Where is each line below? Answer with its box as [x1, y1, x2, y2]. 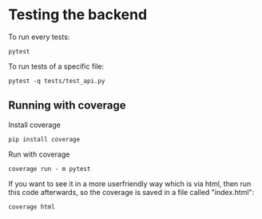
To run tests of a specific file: [8, 62, 105, 71]
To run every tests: [8, 32, 70, 42]
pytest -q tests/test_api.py [8, 77, 105, 85]
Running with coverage [8, 98, 126, 113]
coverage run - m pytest [8, 165, 91, 173]
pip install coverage [8, 135, 81, 143]
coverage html [8, 202, 56, 211]
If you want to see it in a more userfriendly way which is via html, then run [8, 178, 252, 189]
